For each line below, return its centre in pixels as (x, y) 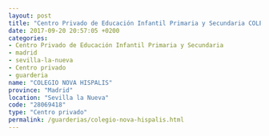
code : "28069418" (37, 105)
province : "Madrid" (41, 90)
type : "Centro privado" (48, 113)
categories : (28, 38)
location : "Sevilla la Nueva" (59, 98)
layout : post (30, 16)
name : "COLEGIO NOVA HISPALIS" (60, 82)
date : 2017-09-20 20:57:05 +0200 (64, 30)
